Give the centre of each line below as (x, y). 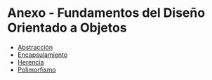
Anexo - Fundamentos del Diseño (106, 13)
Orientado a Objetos (67, 28)
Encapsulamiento (42, 55)
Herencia (31, 62)
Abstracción (35, 47)
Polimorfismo (37, 69)
